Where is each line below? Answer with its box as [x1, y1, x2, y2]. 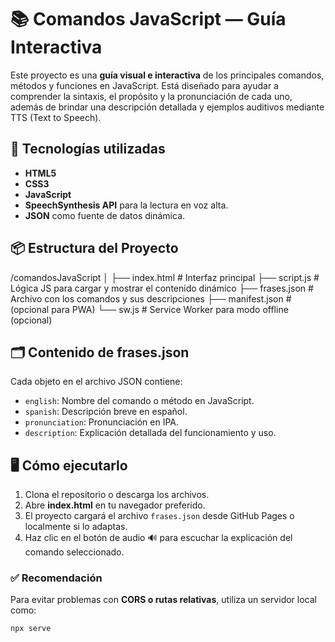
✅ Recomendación [10, 571, 103, 585]
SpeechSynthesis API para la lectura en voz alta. [24, 199, 229, 211]
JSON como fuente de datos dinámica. [24, 209, 186, 221]
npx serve [10, 624, 52, 634]
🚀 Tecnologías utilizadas [10, 141, 166, 158]
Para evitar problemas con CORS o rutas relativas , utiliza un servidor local [10, 594, 317, 606]
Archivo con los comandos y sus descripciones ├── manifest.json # [10, 292, 292, 305]
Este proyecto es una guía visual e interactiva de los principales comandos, [10, 69, 325, 81]
